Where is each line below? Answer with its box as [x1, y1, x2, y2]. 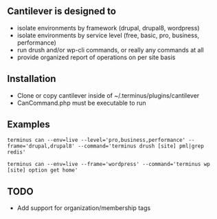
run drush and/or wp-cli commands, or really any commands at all [16, 45, 204, 54]
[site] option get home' [7, 167, 78, 174]
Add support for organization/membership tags [16, 204, 151, 212]
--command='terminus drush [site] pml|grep [78, 143, 205, 150]
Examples [7, 118, 50, 130]
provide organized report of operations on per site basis [16, 53, 176, 61]
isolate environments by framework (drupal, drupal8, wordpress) [16, 23, 200, 32]
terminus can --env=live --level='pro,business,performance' [7, 137, 186, 144]
